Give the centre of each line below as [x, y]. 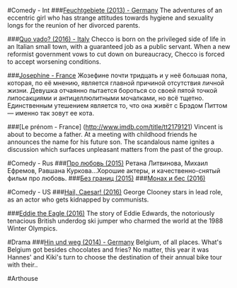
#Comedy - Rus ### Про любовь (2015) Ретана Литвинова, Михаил [108, 163]
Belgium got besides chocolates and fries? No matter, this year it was [108, 250]
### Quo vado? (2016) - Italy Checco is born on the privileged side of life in [117, 39]
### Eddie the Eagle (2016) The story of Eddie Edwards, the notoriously [111, 213]
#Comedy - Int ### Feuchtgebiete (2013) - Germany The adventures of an [115, 10]
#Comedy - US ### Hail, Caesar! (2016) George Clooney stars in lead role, [115, 192]
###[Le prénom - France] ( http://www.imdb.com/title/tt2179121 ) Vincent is [115, 127]
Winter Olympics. [33, 228]
